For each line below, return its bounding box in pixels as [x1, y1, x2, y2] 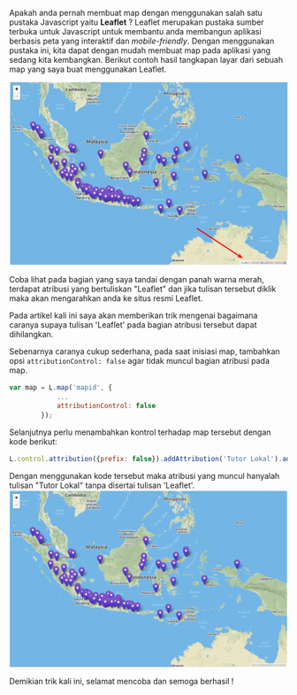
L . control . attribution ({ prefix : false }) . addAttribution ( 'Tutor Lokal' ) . [9, 455, 283, 464]
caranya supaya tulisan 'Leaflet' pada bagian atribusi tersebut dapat [9, 319, 257, 330]
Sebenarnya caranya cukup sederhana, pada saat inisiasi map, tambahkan [9, 345, 280, 357]
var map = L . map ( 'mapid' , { [9, 382, 113, 392]
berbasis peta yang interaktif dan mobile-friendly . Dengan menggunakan [9, 35, 275, 46]
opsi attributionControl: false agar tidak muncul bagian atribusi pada [9, 355, 270, 366]
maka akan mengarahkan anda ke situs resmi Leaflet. [9, 292, 203, 304]
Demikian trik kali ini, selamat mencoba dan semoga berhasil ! [9, 676, 234, 686]
